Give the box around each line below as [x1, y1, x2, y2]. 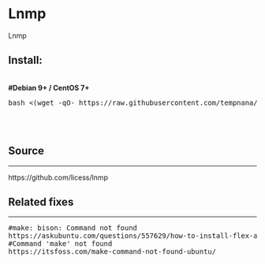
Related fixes [8, 195, 74, 209]
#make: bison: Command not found [8, 224, 138, 232]
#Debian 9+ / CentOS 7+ [8, 83, 90, 92]
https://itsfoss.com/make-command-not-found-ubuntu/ [8, 247, 217, 256]
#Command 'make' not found [8, 240, 113, 248]
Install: [8, 54, 43, 67]
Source [8, 144, 45, 158]
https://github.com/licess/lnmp [8, 173, 109, 182]
